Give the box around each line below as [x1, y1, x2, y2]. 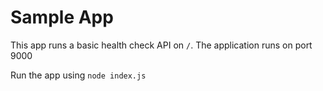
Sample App [10, 6, 114, 29]
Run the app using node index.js [10, 69, 147, 81]
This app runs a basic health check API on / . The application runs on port [10, 39, 313, 51]
